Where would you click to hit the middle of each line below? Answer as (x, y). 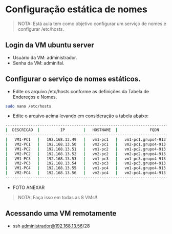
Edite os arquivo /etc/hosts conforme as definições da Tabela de (81, 91)
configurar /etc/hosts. (41, 29)
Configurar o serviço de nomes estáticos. (73, 79)
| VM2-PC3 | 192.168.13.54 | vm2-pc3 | (61, 163)
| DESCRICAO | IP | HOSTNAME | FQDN (82, 130)
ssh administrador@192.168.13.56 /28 (51, 226)
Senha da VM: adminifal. (38, 63)
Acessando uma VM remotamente (61, 214)
